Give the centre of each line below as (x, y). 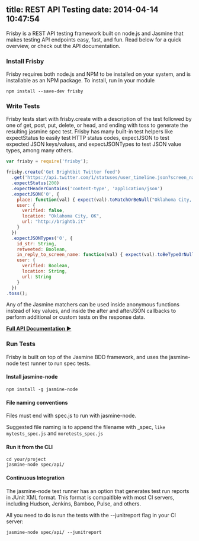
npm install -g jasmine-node (42, 389)
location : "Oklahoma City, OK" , (62, 216)
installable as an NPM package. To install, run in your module (81, 81)
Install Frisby (25, 61)
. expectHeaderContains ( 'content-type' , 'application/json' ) (87, 188)
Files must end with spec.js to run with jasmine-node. (71, 416)
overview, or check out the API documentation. (63, 46)
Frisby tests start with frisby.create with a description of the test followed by (99, 119)
